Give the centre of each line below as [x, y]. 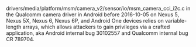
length [14, 27]
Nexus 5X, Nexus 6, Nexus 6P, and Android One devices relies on [85, 21]
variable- [176, 21]
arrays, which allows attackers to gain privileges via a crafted [96, 27]
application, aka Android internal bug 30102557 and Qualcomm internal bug [97, 33]
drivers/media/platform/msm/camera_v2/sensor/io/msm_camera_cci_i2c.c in [98, 8]
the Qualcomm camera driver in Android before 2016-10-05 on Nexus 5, [93, 15]
